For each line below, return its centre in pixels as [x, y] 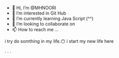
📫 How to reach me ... [35, 30]
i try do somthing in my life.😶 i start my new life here [59, 41]
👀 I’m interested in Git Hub [39, 13]
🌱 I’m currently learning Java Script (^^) [53, 18]
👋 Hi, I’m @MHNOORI [34, 8]
